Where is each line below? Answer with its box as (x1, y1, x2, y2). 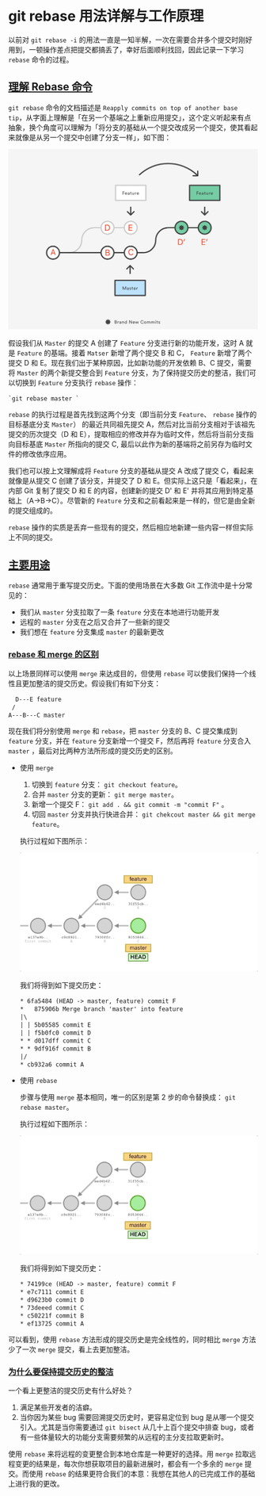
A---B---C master (8, 711, 66, 719)
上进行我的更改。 (8, 1479, 64, 1489)
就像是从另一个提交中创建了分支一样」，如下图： (14, 132, 172, 142)
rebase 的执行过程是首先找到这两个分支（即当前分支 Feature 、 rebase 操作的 (8, 410, 257, 419)
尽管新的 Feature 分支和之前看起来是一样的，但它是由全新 (66, 496, 256, 506)
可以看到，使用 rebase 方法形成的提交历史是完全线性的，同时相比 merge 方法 (8, 1334, 256, 1344)
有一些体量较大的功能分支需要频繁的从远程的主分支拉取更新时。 (19, 1433, 228, 1442)
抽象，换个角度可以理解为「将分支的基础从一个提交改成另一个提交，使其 (8, 122, 244, 132)
